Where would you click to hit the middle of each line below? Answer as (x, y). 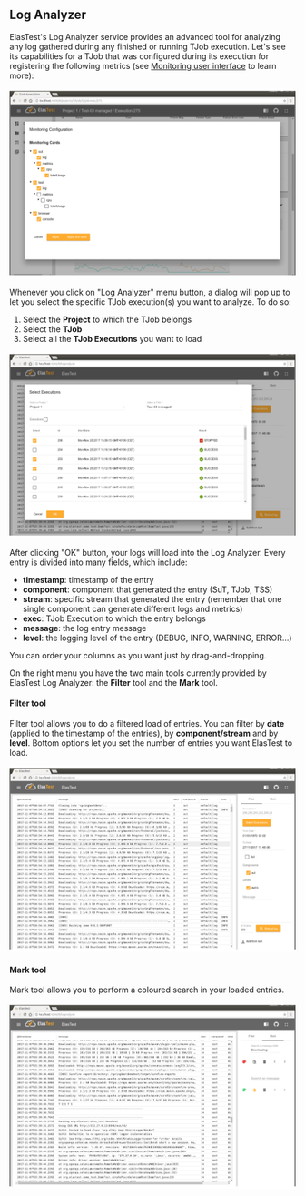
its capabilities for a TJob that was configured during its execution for (139, 56)
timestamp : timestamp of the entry (88, 579)
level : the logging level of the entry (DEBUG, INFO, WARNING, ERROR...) (157, 638)
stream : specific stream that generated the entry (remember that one (152, 598)
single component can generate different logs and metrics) (133, 608)
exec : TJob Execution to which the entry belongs (114, 618)
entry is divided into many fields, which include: (98, 562)
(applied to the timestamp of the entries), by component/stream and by (144, 733)
